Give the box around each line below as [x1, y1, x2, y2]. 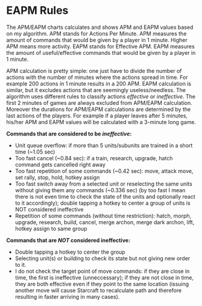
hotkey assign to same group [14, 225, 87, 232]
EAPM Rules [6, 4, 69, 17]
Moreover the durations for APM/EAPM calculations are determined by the [6, 105, 191, 113]
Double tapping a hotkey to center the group [14, 248, 125, 255]
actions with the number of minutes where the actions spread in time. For [6, 73, 188, 81]
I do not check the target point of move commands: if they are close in [14, 267, 190, 275]
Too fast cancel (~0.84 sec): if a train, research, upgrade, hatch [14, 154, 173, 161]
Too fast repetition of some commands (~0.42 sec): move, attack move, [14, 167, 194, 175]
